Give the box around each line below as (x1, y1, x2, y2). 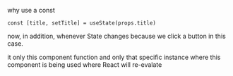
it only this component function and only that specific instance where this (7, 53, 221, 61)
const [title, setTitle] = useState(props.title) (7, 20, 157, 27)
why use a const (7, 6, 55, 14)
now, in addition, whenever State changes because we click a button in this (7, 32, 226, 40)
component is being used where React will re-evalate (7, 61, 162, 69)
